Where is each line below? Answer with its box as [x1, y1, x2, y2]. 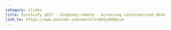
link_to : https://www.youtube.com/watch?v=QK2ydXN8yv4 [5, 17, 124, 22]
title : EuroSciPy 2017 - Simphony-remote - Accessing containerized [5, 12, 154, 17]
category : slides [5, 7, 42, 13]
